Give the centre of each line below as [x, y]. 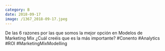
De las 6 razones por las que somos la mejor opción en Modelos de [74, 33]
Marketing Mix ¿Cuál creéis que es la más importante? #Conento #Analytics [82, 38]
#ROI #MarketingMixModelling [36, 44]
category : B [17, 10]
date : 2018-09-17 [23, 14]
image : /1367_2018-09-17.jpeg [36, 19]
